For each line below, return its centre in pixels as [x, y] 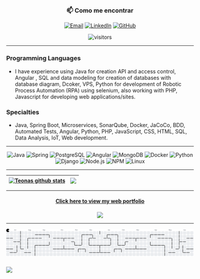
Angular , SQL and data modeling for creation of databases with [93, 77]
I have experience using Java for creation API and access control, [95, 71]
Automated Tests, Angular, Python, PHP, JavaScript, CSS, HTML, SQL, [101, 131]
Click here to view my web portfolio [100, 201]
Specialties [23, 112]
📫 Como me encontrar [100, 10]
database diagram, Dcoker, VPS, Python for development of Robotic [98, 84]
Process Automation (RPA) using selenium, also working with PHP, [96, 90]
